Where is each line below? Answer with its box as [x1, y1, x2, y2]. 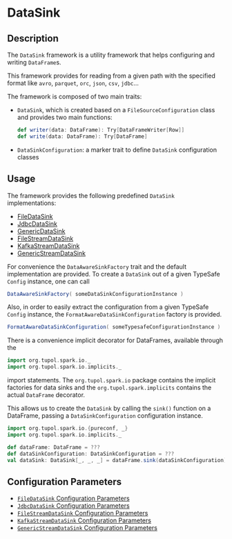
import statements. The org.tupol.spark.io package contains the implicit [7, 376, 216, 385]
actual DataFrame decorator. [7, 391, 85, 399]
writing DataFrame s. [7, 58, 61, 67]
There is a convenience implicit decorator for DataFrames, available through [7, 336, 223, 344]
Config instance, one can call [7, 277, 90, 285]
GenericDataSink [17, 227, 66, 235]
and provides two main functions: [17, 113, 113, 121]
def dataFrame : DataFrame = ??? [7, 443, 100, 451]
